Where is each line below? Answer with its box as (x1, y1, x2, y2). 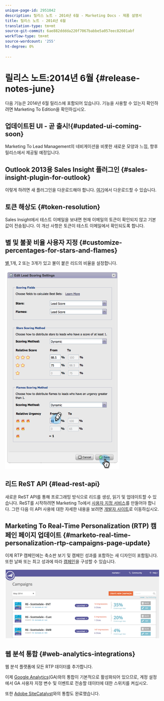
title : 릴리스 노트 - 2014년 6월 (5, 18, 66, 23)
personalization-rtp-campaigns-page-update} (5, 539, 151, 548)
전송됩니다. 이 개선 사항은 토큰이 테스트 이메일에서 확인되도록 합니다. (14, 223, 145, 228)
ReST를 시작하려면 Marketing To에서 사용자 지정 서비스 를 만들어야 (19, 500, 147, 506)
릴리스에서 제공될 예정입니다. (5, 150, 60, 155)
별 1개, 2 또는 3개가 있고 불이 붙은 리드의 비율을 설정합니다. (5, 260, 117, 266)
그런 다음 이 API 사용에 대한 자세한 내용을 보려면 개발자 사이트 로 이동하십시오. (11, 506, 159, 512)
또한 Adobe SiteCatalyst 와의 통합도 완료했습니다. (5, 691, 100, 697)
